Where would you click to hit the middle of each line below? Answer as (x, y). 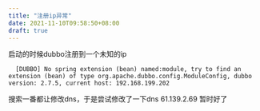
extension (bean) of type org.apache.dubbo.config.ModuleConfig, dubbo (130, 77)
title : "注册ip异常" (40, 16)
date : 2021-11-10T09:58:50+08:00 (64, 23)
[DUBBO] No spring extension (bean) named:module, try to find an (128, 69)
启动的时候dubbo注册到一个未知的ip (68, 54)
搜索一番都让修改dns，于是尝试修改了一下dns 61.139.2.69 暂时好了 (118, 99)
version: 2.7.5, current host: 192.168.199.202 (89, 83)
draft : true (28, 30)
